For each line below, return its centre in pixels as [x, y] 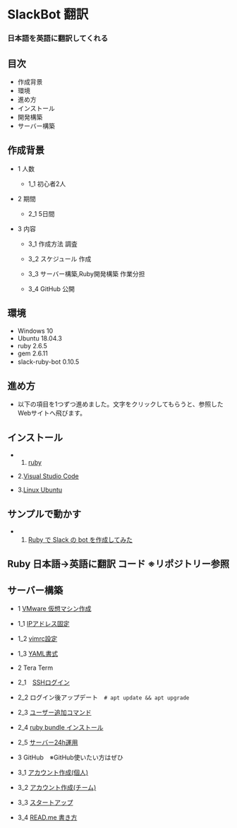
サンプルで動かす [44, 514]
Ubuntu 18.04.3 [39, 338]
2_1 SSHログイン [44, 682]
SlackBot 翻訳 [48, 14]
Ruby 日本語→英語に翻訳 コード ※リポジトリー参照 [119, 564]
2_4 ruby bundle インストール [60, 728]
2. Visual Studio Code [48, 476]
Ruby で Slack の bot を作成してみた [80, 539]
